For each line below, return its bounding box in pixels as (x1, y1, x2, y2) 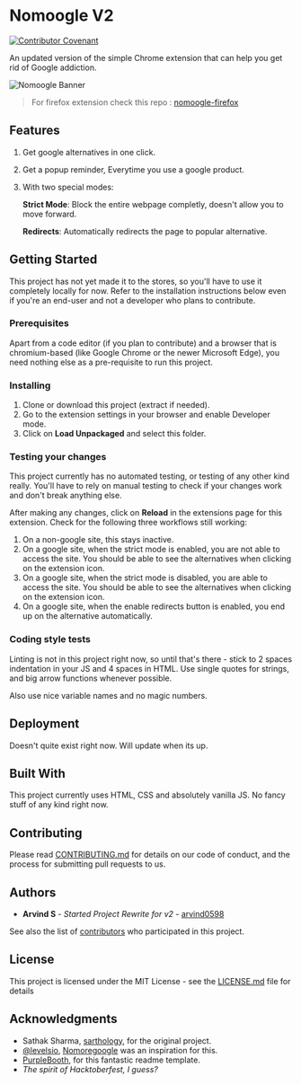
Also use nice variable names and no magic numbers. (9, 690, 208, 701)
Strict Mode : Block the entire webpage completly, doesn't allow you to (22, 198, 285, 209)
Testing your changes (9, 451, 107, 463)
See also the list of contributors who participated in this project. (9, 926, 245, 937)
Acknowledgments (9, 1011, 119, 1027)
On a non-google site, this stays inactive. (22, 534, 174, 545)
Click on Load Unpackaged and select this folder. (22, 428, 207, 439)
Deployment (9, 716, 80, 732)
